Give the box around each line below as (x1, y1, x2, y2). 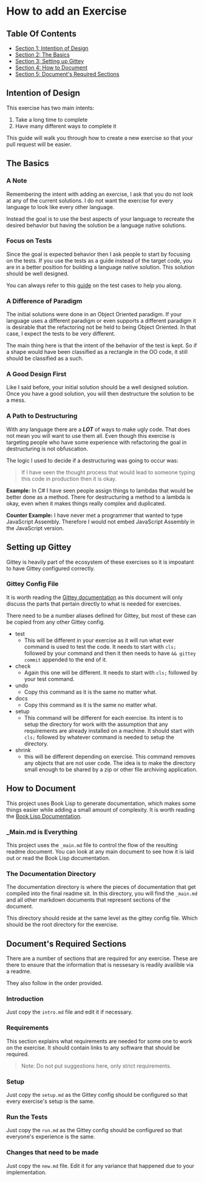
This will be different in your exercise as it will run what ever (24, 637, 174, 644)
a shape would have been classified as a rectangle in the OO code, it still (6, 348, 188, 356)
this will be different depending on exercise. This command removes (24, 753, 195, 760)
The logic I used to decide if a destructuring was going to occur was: (6, 457, 178, 464)
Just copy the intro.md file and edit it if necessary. (6, 1008, 133, 1016)
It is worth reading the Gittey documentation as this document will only (6, 593, 183, 601)
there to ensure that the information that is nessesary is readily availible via (6, 961, 194, 969)
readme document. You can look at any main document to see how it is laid (6, 848, 194, 855)
